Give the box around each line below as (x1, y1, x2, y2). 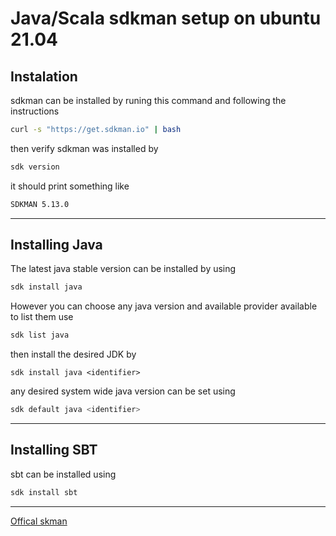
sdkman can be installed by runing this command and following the (10, 95, 287, 106)
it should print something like (10, 180, 130, 192)
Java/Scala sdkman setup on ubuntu (10, 7, 322, 30)
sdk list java (10, 330, 70, 341)
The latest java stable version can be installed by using (10, 263, 237, 275)
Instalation (10, 68, 78, 85)
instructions (10, 105, 60, 117)
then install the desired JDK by (10, 348, 137, 361)
